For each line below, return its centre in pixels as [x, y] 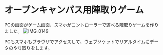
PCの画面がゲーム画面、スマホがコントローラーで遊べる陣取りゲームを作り [82, 25]
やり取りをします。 [33, 48]
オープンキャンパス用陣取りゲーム [74, 10]
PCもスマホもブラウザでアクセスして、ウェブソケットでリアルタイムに [77, 41]
